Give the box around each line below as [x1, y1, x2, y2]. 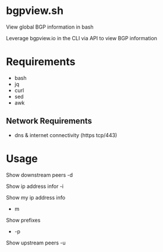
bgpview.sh [6, 4, 64, 17]
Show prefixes [6, 216, 41, 223]
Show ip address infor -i [6, 183, 64, 190]
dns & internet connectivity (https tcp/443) [14, 131, 118, 138]
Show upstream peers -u [6, 239, 66, 246]
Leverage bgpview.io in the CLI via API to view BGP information [6, 34, 157, 41]
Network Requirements [6, 116, 92, 126]
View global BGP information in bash [6, 23, 94, 30]
